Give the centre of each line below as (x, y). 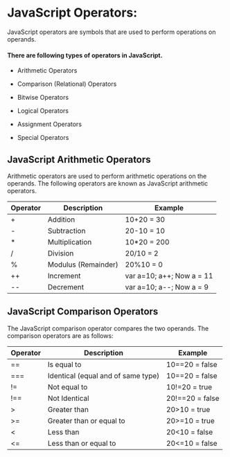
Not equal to (68, 387)
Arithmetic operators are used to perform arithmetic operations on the (107, 176)
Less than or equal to (82, 443)
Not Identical (68, 398)
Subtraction (67, 231)
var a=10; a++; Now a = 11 (169, 276)
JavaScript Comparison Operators (83, 312)
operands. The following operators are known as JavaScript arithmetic (108, 183)
